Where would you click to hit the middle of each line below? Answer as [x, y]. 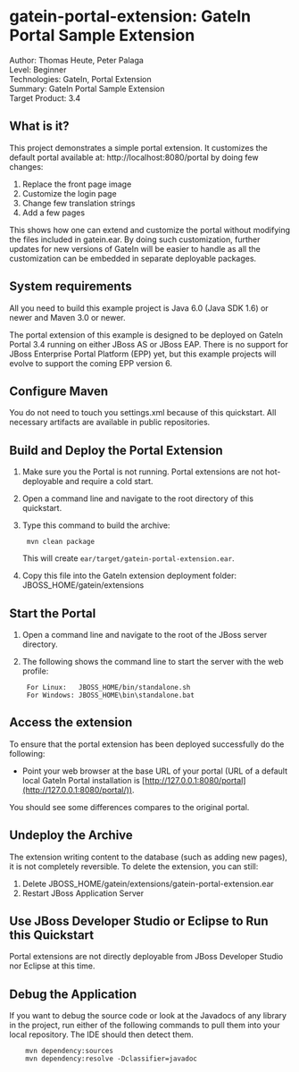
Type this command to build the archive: [96, 525]
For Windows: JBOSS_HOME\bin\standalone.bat [110, 695]
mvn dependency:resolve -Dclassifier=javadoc [112, 1059]
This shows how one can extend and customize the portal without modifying [150, 230]
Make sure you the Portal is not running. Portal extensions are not [142, 472]
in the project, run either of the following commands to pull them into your [145, 1026]
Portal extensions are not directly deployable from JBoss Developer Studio [146, 957]
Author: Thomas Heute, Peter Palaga [77, 60]
